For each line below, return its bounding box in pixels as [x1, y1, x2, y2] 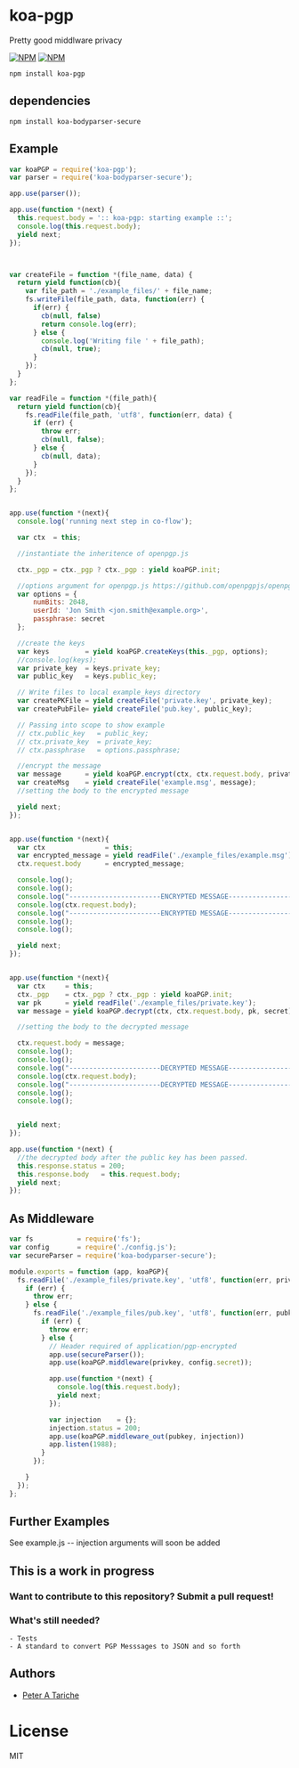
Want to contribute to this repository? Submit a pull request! [9, 1590, 274, 1602]
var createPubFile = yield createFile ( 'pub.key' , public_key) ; [17, 705, 253, 713]
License [9, 1721, 69, 1741]
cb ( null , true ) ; [41, 345, 101, 354]
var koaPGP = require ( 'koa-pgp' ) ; [9, 165, 138, 174]
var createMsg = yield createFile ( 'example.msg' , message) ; [17, 778, 256, 787]
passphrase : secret [32, 615, 105, 623]
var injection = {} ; [48, 1415, 138, 1424]
